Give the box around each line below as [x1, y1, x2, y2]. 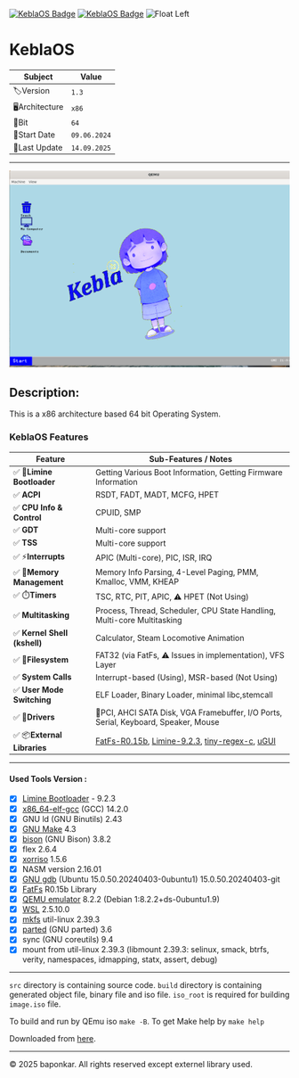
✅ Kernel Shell [12, 627, 69, 638]
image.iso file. [9, 999, 61, 1009]
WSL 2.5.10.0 [21, 904, 70, 915]
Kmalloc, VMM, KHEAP [95, 576, 180, 588]
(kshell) [12, 638, 43, 648]
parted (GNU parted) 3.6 [21, 924, 113, 935]
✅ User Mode [12, 685, 64, 695]
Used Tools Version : [9, 773, 87, 784]
